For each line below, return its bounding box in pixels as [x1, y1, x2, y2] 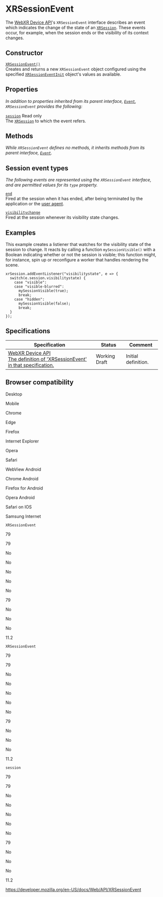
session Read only [5, 113, 42, 118]
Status [101, 341, 117, 348]
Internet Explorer [5, 438, 39, 444]
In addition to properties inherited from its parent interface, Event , [5, 98, 136, 104]
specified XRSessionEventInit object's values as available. [5, 71, 121, 77]
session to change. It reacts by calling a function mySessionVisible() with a [5, 246, 156, 252]
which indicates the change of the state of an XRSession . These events [5, 24, 146, 30]
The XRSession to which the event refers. [5, 118, 87, 124]
